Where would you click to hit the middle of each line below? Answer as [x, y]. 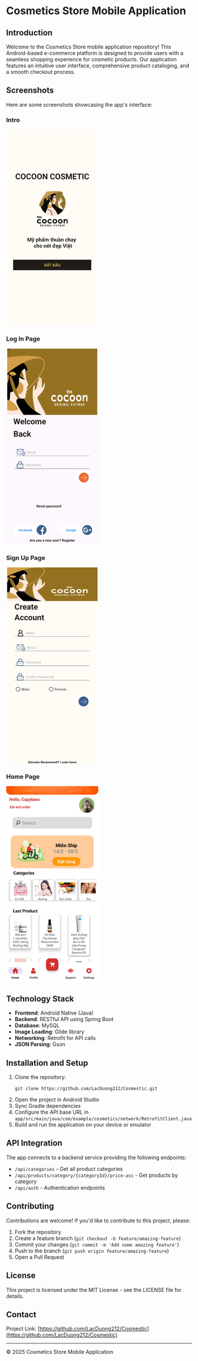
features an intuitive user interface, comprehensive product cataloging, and [98, 66]
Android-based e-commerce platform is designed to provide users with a [95, 53]
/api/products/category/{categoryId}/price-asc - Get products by [96, 1175]
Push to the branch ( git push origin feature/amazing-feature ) [92, 1251]
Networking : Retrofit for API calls [55, 1038]
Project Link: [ [23, 1329]
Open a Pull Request [39, 1257]
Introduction [29, 33]
